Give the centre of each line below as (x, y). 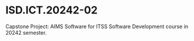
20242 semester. (26, 32)
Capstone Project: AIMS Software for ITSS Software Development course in (97, 26)
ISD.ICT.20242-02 (52, 10)
